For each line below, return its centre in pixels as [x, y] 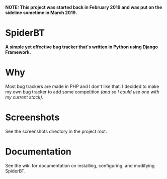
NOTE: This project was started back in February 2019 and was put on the [84, 7]
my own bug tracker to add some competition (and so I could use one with [82, 92]
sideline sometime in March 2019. [41, 13]
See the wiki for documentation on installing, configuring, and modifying [80, 165]
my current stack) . [24, 97]
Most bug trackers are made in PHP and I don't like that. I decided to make [82, 86]
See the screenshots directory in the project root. [56, 131]
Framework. [18, 52]
